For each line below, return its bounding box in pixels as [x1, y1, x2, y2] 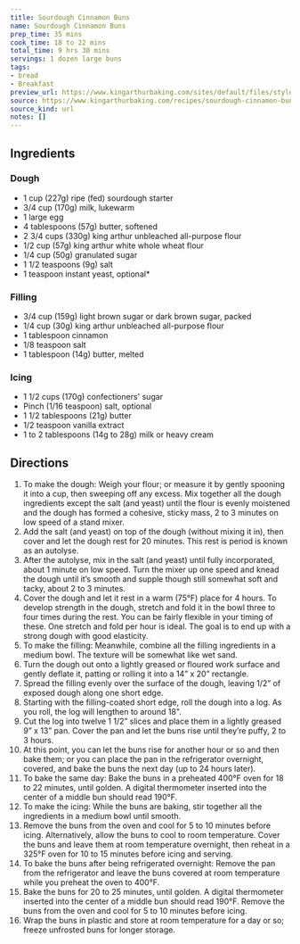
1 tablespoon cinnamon [22, 330, 109, 341]
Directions [10, 455, 69, 470]
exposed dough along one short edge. [22, 688, 164, 699]
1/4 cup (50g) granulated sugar [22, 249, 138, 260]
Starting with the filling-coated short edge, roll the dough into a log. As [22, 697, 282, 708]
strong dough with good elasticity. [22, 631, 149, 642]
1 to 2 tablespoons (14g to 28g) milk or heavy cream [22, 429, 215, 440]
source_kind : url [10, 104, 75, 113]
